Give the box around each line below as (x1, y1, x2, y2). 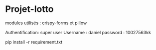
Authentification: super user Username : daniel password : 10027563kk (5, 29, 151, 35)
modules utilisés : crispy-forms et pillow (5, 20, 87, 26)
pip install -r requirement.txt (5, 39, 63, 45)
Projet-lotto (5, 3, 54, 15)
